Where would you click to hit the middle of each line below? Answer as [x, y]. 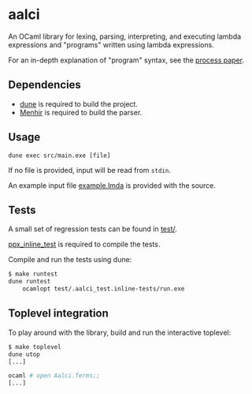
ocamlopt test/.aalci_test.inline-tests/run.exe [104, 289]
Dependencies [44, 85]
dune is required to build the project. [78, 103]
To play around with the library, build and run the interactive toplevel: [120, 332]
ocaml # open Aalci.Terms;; [54, 376]
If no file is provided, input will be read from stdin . [90, 170]
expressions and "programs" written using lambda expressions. [111, 44]
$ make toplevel [35, 347]
